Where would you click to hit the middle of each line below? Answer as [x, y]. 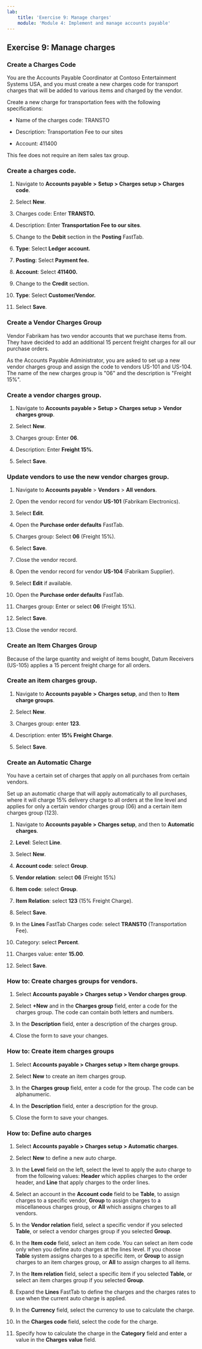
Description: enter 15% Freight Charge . [64, 735]
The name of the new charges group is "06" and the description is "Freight [99, 373]
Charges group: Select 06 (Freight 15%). [65, 537]
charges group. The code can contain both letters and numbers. [95, 1012]
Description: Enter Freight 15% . [54, 449]
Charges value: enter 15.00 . [50, 954]
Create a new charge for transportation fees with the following [84, 102]
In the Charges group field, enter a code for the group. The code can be [105, 1088]
